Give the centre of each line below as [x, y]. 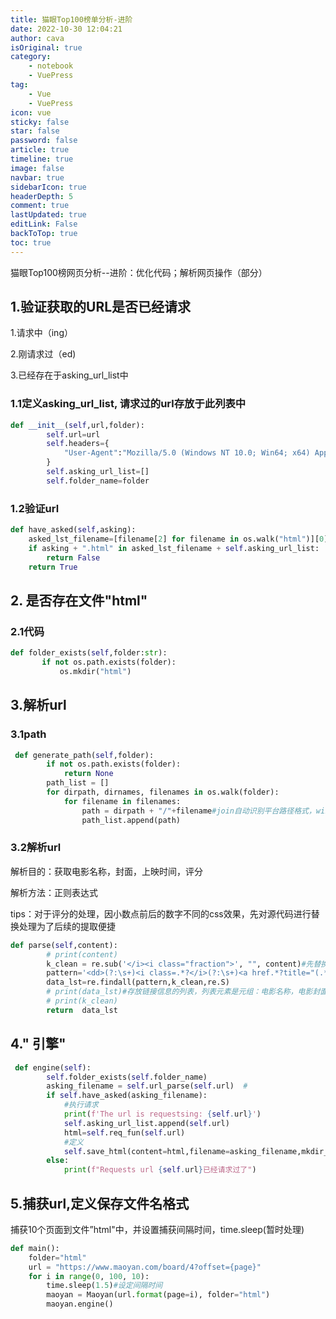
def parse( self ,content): [64, 945]
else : [58, 1161]
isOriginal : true [46, 47]
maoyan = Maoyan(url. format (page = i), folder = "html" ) [158, 1295]
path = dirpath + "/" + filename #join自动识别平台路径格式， [199, 811]
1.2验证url [35, 508]
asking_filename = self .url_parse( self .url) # [147, 1086]
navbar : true [37, 177]
